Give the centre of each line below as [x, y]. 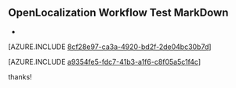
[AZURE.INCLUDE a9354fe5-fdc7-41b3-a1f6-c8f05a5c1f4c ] [105, 62]
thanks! [20, 76]
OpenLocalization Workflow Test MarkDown [118, 13]
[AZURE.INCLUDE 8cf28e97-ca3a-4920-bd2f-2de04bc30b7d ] [110, 47]
